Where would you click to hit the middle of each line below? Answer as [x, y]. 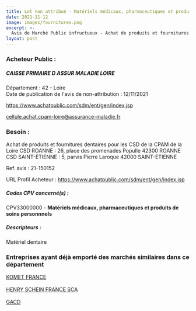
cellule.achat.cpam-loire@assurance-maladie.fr [63, 116]
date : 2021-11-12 [27, 17]
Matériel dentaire [27, 242]
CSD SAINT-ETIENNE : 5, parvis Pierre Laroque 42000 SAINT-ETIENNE [92, 157]
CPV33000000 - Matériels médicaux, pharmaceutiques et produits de [92, 208]
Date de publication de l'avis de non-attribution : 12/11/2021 [77, 94]
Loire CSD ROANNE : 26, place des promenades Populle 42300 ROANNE [93, 151]
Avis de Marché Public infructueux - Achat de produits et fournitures [100, 33]
